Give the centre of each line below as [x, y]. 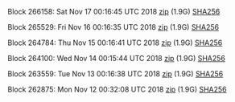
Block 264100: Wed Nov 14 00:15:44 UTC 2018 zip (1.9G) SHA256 [117, 58]
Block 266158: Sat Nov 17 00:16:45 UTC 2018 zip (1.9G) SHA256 [114, 12]
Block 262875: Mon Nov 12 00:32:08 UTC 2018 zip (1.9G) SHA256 [117, 89]
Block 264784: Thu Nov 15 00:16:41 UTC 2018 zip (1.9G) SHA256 [115, 43]
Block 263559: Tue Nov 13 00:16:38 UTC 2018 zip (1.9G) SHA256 [115, 74]
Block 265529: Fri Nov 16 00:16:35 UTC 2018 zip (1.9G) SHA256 [113, 27]
